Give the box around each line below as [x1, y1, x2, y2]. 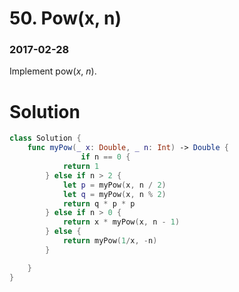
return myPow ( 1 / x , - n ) [62, 236, 158, 246]
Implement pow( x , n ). [9, 65, 97, 77]
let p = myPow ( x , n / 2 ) [62, 180, 167, 190]
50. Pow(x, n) [9, 7, 122, 30]
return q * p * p [62, 198, 136, 209]
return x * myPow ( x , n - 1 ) [62, 217, 181, 227]
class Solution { [9, 133, 82, 144]
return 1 [62, 162, 100, 172]
